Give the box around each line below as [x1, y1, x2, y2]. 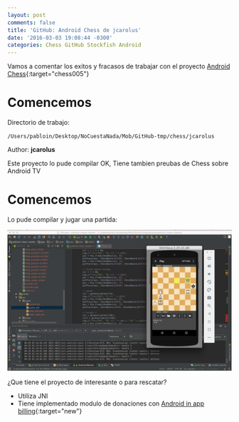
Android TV [7, 167, 41, 175]
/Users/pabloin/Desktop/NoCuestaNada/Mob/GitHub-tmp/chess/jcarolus [7, 133, 215, 140]
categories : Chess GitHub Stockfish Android [7, 41, 142, 49]
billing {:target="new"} [17, 406, 83, 415]
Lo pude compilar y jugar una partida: [7, 215, 117, 224]
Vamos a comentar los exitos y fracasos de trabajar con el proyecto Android [7, 62, 230, 71]
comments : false [7, 19, 55, 26]
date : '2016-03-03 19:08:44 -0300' [7, 34, 113, 41]
